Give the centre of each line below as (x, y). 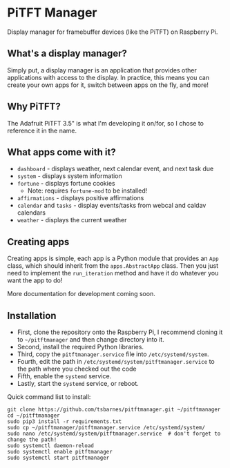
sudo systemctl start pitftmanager (58, 458)
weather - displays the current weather (72, 220)
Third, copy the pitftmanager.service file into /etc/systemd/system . (113, 354)
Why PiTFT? (34, 107)
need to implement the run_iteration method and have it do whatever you (113, 273)
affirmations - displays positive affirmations (80, 198)
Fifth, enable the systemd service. (64, 376)
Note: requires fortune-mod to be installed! (87, 191)
